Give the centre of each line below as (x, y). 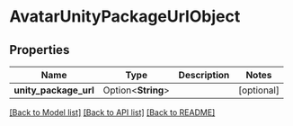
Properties (40, 50)
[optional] (259, 90)
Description (204, 75)
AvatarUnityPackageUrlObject (125, 17)
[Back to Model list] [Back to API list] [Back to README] (112, 112)
